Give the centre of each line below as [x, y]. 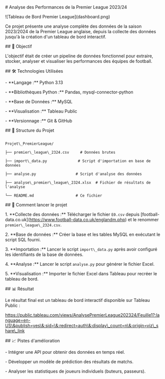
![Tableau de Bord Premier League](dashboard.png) [58, 17]
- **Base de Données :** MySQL [39, 102]
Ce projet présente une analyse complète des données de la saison [73, 26]
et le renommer [143, 220]
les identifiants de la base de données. [44, 254]
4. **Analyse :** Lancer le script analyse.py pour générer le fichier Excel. [80, 264]
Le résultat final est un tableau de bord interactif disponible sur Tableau [78, 300]
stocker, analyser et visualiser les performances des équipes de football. [79, 61]
